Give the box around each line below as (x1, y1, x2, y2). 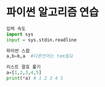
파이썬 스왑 (6, 47, 30, 54)
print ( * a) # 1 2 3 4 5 (6, 76, 63, 82)
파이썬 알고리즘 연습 (6, 5, 100, 19)
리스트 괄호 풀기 (6, 64, 41, 70)
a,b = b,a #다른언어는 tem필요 (6, 53, 74, 59)
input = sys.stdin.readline (6, 37, 77, 43)
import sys (6, 31, 34, 37)
